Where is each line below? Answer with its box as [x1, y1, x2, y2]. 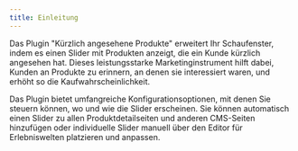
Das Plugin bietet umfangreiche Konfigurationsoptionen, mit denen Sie [9, 93, 271, 104]
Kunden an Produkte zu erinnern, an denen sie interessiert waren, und [9, 67, 271, 77]
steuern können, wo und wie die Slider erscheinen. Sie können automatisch [9, 102, 290, 113]
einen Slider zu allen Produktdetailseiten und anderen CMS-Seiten [9, 112, 256, 123]
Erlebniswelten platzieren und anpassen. [9, 131, 161, 142]
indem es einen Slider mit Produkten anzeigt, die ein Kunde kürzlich [9, 47, 261, 58]
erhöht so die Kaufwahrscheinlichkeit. [9, 75, 151, 86]
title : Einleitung [9, 13, 79, 22]
